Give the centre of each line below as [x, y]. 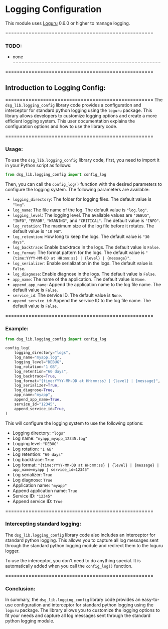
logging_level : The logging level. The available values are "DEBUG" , [81, 215]
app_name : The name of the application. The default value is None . [79, 279]
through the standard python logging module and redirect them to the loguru [84, 545]
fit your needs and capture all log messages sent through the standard [78, 615]
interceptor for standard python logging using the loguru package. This [79, 110]
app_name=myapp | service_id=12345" [51, 470]
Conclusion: [20, 588]
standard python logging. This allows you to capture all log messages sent [82, 540]
